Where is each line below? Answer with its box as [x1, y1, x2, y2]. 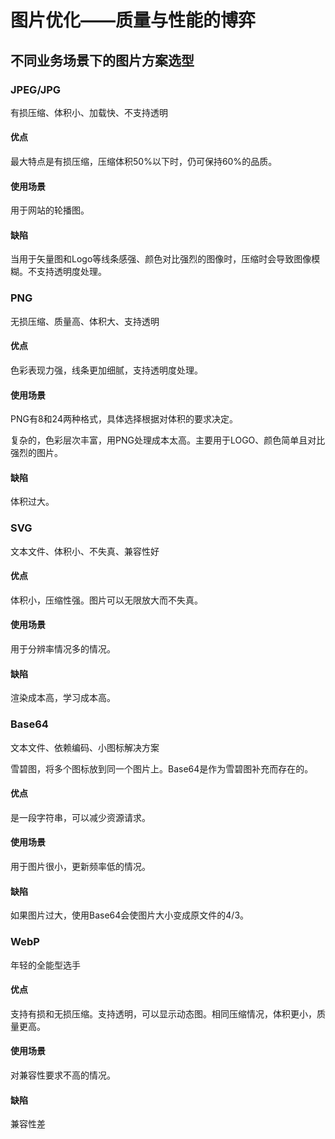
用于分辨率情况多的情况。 [10, 643, 116, 655]
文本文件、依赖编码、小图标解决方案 [10, 741, 160, 753]
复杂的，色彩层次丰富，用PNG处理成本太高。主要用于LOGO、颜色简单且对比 [10, 434, 326, 446]
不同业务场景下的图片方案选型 [10, 52, 195, 69]
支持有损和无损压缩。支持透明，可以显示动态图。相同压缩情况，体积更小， [10, 1007, 317, 1020]
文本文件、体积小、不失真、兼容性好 [10, 545, 160, 557]
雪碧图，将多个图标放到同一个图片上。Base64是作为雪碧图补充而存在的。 [10, 762, 314, 775]
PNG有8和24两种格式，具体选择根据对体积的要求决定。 [10, 413, 238, 425]
